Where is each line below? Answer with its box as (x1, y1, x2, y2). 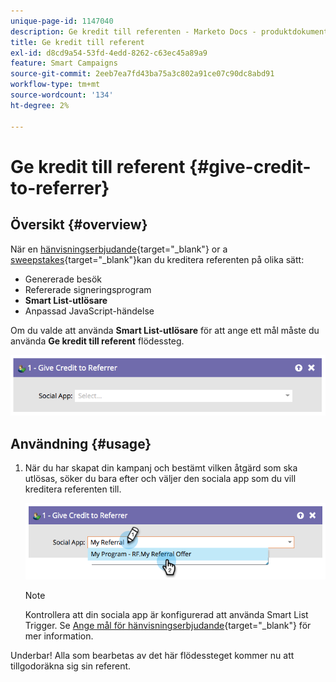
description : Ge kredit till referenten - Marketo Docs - (10, 26, 257, 37)
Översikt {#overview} (10, 216, 148, 234)
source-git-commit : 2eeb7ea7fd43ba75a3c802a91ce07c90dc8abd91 (10, 69, 275, 79)
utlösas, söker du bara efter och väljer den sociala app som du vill (24, 473, 297, 485)
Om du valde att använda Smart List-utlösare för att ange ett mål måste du (10, 324, 320, 336)
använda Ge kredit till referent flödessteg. (10, 335, 185, 347)
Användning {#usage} (10, 435, 152, 452)
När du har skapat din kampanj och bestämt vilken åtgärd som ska (24, 462, 298, 474)
